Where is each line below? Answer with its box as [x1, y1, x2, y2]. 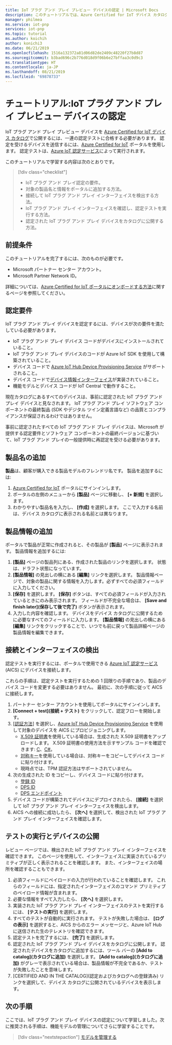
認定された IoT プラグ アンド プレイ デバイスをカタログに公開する [25, 218, 164, 224]
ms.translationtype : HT [5, 60, 56, 65]
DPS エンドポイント [20, 790, 62, 796]
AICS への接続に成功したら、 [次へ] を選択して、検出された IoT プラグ [12, 809, 160, 815]
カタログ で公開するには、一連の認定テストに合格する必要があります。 [11, 135, 159, 141]
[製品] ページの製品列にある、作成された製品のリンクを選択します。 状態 [12, 559, 166, 565]
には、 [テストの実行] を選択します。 [12, 909, 91, 915]
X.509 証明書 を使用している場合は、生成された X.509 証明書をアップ [20, 733, 166, 739]
